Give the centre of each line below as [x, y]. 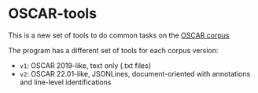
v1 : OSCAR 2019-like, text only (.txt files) [85, 65]
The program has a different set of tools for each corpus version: [113, 50]
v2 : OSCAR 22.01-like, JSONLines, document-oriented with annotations [135, 73]
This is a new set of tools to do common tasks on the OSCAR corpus [119, 35]
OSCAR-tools [52, 14]
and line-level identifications [65, 82]
